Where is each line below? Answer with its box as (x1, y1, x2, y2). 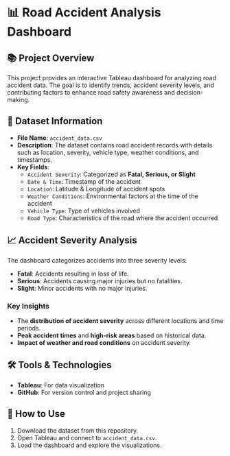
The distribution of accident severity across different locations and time (16, 316, 224, 325)
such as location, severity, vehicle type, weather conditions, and (16, 148, 199, 156)
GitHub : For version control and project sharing (16, 388, 151, 396)
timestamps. (16, 155, 53, 164)
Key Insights (7, 301, 50, 311)
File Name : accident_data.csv (16, 134, 102, 142)
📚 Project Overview (7, 52, 95, 64)
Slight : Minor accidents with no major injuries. (16, 284, 148, 292)
